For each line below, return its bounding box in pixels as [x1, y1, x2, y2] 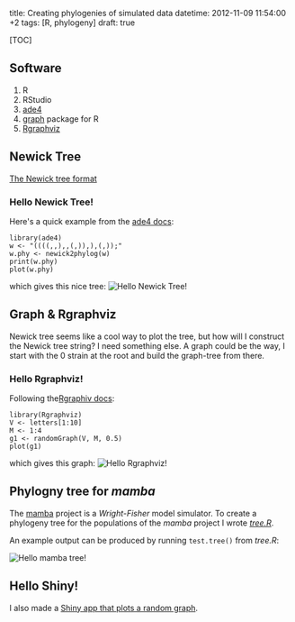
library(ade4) [9, 233, 63, 242]
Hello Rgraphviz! [9, 372, 84, 385]
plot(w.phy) [9, 265, 54, 274]
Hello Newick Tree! [9, 196, 94, 208]
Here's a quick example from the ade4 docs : [9, 215, 174, 226]
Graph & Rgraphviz [9, 306, 117, 323]
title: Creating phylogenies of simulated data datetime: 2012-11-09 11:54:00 [9, 8, 286, 18]
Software [9, 60, 62, 76]
